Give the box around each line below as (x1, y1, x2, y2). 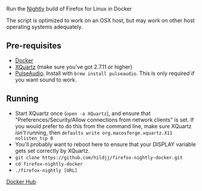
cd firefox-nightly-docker (14, 161, 83, 167)
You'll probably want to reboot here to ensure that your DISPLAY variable (14, 140, 196, 147)
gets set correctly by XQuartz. (14, 147, 90, 154)
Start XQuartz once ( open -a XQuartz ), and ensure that (14, 109, 151, 117)
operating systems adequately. (6, 24, 83, 30)
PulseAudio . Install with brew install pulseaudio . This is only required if (14, 70, 195, 77)
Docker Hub (6, 178, 36, 185)
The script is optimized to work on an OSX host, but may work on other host (6, 17, 195, 24)
